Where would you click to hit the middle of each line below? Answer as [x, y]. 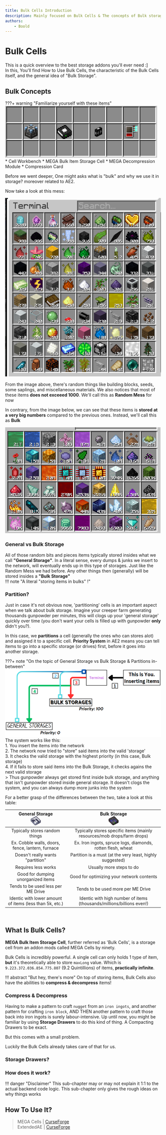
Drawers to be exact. [26, 1027]
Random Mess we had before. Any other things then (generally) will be [77, 571]
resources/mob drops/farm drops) [114, 836]
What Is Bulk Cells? [35, 930]
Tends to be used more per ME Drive [113, 889]
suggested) [114, 860]
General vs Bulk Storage [35, 544]
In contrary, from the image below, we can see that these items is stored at [82, 410]
